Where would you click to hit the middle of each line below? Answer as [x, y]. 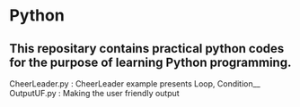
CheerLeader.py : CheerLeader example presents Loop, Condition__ [135, 84]
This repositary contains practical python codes [147, 49]
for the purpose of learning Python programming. [150, 62]
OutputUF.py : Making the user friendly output [94, 93]
